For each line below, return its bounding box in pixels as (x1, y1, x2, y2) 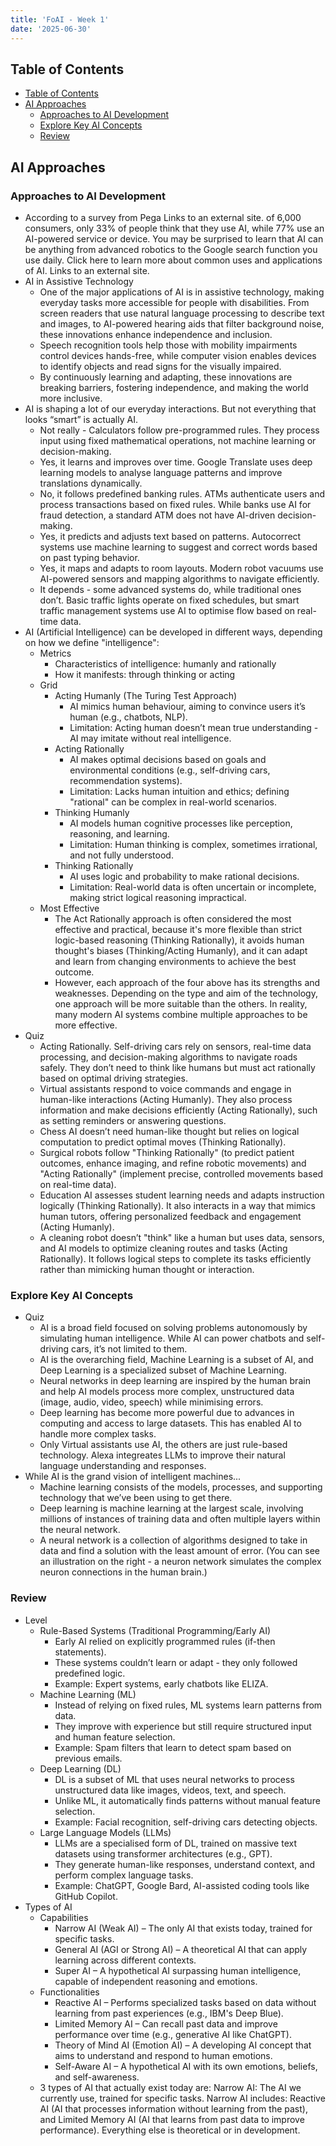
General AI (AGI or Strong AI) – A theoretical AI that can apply (54, 1943, 308, 1955)
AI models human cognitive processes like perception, (69, 817, 293, 829)
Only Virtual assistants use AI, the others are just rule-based (39, 1439, 288, 1451)
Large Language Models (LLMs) (39, 1826, 172, 1838)
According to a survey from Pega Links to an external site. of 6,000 (24, 212, 302, 223)
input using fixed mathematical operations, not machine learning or (39, 435, 317, 446)
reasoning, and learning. (69, 828, 170, 840)
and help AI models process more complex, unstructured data (39, 1386, 295, 1398)
